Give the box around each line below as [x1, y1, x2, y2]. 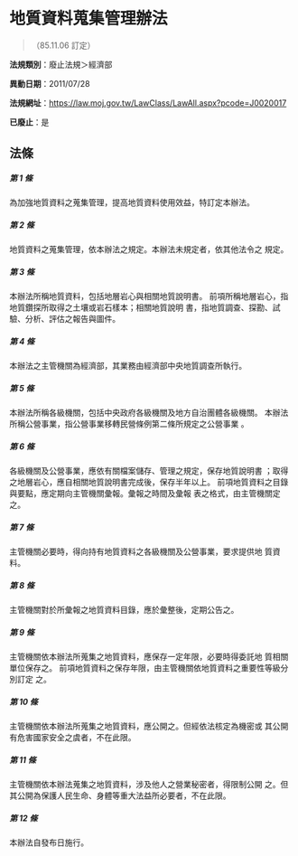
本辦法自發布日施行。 [9, 837, 88, 848]
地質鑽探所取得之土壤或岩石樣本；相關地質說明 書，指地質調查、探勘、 [9, 302, 273, 313]
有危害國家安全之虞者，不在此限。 [9, 732, 136, 743]
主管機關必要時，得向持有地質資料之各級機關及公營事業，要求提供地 [9, 546, 263, 557]
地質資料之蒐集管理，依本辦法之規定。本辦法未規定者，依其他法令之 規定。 [9, 244, 289, 255]
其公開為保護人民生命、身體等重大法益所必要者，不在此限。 [9, 790, 231, 801]
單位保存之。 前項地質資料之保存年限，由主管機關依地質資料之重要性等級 [9, 663, 281, 673]
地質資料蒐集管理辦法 [9, 8, 169, 29]
